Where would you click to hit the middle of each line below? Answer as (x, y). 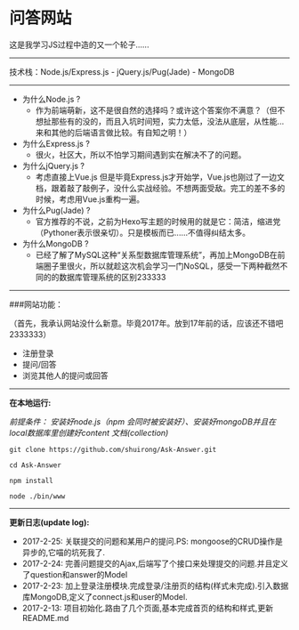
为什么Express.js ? (56, 143)
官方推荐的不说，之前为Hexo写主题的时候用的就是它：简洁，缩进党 (158, 221)
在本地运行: (30, 402)
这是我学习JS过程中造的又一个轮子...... (79, 44)
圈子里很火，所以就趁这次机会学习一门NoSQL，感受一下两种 (154, 266)
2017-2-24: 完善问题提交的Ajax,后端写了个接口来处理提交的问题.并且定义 (155, 563)
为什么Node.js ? (51, 99)
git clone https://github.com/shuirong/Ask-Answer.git (113, 449)
